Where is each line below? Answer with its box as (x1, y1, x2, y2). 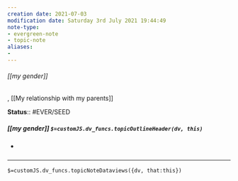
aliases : (7, 43, 33, 50)
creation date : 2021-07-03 (7, 10, 87, 18)
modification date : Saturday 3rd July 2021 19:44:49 (7, 17, 166, 24)
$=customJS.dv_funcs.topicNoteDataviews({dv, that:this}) (7, 168, 182, 175)
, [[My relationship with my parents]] (7, 94, 113, 103)
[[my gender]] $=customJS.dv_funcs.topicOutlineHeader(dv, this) (7, 124, 203, 132)
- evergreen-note (7, 30, 59, 38)
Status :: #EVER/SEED (7, 108, 71, 116)
